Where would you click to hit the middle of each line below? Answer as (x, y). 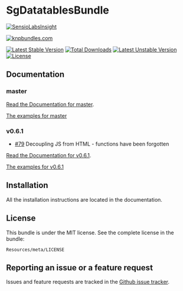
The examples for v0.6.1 (35, 167)
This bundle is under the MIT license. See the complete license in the (90, 232)
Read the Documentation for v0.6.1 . (49, 155)
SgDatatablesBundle (58, 10)
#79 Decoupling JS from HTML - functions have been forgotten (92, 144)
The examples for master (37, 115)
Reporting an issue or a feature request (80, 268)
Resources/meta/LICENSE (35, 250)
